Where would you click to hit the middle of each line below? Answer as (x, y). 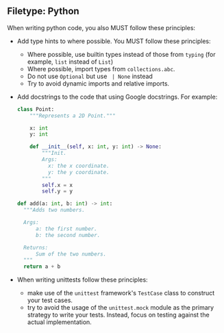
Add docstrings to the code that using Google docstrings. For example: (117, 97)
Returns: (36, 247)
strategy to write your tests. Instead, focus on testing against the (119, 315)
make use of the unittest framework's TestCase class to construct (121, 293)
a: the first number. (66, 229)
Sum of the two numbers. (71, 254)
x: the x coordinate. (78, 166)
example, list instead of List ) (70, 62)
